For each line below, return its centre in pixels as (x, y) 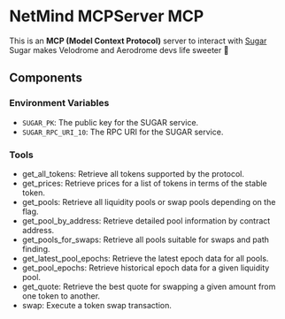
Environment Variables (59, 103)
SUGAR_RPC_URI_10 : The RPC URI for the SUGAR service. (123, 132)
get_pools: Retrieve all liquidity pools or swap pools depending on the (149, 201)
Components (46, 78)
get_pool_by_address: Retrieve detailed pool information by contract (146, 220)
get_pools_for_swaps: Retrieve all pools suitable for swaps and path (146, 239)
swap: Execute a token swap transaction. (97, 305)
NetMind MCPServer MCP (107, 16)
